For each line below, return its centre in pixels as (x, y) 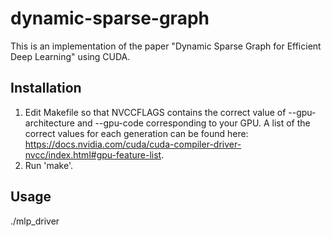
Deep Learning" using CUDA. (70, 56)
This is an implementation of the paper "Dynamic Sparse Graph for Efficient (166, 46)
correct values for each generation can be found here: (136, 133)
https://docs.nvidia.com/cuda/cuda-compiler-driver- (133, 144)
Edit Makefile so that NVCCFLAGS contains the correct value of (155, 112)
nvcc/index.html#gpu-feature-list (93, 154)
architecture (50, 123)
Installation (46, 88)
